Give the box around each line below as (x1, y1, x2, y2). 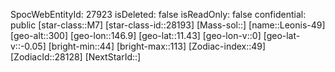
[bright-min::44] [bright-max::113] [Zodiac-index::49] (48, 40, 267, 52)
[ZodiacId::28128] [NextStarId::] (10, 51, 142, 63)
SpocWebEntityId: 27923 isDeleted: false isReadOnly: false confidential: (10, 9, 307, 20)
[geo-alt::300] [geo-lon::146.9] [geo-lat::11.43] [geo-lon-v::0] (10, 30, 262, 41)
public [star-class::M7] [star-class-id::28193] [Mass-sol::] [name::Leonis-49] (10, 19, 326, 31)
